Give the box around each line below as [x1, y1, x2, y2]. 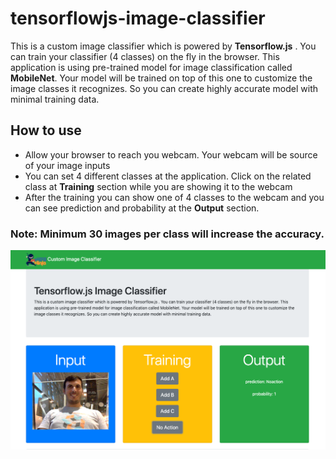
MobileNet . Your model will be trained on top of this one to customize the [10, 72, 313, 84]
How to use [10, 122, 82, 139]
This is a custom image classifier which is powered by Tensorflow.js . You [10, 40, 317, 52]
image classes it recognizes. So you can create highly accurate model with [10, 82, 319, 94]
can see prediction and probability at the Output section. [24, 202, 260, 214]
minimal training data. [10, 93, 100, 105]
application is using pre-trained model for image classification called [10, 61, 293, 73]
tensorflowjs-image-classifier [10, 7, 266, 30]
